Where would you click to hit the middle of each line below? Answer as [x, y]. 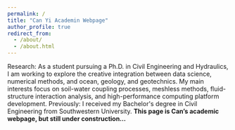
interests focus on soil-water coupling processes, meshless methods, [108, 89]
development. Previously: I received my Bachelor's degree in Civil [102, 104]
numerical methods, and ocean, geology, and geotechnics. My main [106, 81]
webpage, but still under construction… [67, 119]
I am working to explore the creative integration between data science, [110, 74]
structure [20, 96]
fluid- [218, 89]
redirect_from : [30, 33]
